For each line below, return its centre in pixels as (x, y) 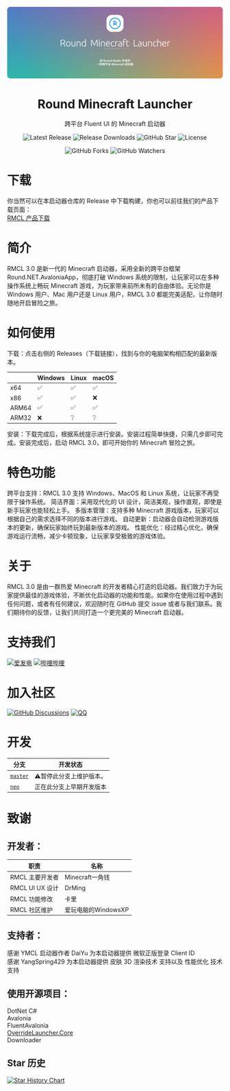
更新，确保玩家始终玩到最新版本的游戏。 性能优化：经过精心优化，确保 (119, 527)
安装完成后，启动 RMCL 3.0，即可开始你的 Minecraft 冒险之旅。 (109, 443)
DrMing (75, 887)
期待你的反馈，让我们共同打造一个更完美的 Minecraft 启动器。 (100, 612)
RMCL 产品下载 (28, 218)
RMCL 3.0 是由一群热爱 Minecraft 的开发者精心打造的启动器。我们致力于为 (112, 586)
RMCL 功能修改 (31, 899)
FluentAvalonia (28, 1025)
